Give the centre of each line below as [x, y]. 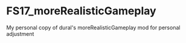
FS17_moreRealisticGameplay [81, 11]
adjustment [20, 33]
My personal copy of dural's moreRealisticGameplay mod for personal [93, 27]
